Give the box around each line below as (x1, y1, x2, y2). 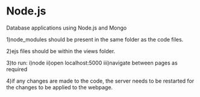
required (6, 65, 28, 73)
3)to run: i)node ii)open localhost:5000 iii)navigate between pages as (6, 59, 178, 66)
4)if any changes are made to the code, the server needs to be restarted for (6, 77, 195, 84)
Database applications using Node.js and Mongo (6, 24, 127, 31)
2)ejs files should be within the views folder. (6, 47, 116, 55)
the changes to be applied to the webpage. (6, 83, 113, 91)
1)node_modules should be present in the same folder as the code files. (6, 36, 184, 43)
